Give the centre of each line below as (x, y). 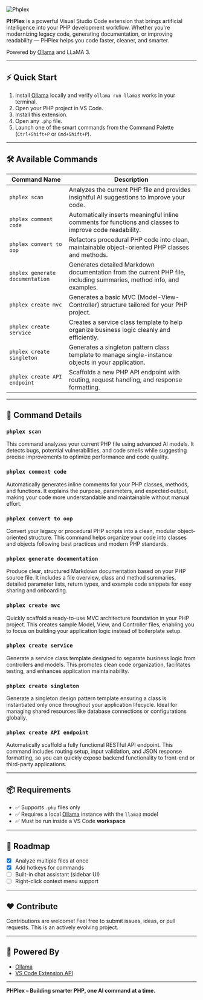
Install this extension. (41, 114)
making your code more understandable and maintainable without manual (98, 497)
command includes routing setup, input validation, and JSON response (94, 752)
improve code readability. (105, 230)
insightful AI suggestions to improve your (127, 197)
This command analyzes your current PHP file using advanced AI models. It (100, 444)
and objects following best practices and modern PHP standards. (87, 544)
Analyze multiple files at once (52, 861)
